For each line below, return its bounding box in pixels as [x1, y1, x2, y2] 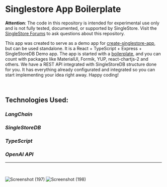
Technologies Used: [5, 96, 69, 104]
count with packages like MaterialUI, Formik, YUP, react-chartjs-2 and [5, 56, 149, 62]
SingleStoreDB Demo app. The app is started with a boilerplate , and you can [5, 51, 161, 57]
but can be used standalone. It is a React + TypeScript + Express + [5, 45, 142, 51]
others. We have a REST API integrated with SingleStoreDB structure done [5, 61, 157, 67]
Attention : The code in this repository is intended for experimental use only [5, 20, 160, 26]
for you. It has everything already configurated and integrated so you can [5, 66, 155, 73]
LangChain [5, 111, 33, 118]
